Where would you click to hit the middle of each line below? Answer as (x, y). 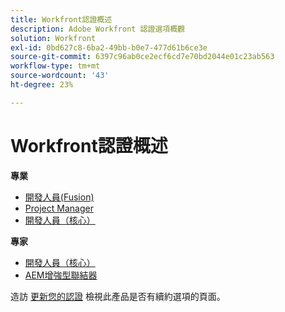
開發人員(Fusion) (59, 197)
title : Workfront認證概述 (61, 19)
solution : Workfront (53, 38)
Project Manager (59, 208)
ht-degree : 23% (42, 85)
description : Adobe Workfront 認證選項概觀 (97, 29)
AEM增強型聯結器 (61, 275)
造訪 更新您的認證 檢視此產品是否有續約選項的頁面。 (118, 296)
